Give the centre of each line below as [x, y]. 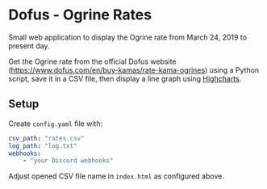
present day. [29, 45]
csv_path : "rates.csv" [46, 138]
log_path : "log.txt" [43, 146]
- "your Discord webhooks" [68, 161]
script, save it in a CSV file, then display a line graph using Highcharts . [125, 78]
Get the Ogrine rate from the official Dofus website [92, 61]
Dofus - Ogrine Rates [80, 15]
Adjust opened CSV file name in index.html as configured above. [116, 176]
